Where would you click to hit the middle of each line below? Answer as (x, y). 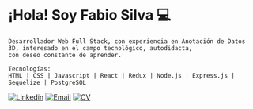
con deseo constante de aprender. (65, 55)
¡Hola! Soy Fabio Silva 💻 (90, 15)
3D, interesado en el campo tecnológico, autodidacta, (100, 48)
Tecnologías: (30, 69)
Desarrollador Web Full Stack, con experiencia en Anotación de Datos (127, 41)
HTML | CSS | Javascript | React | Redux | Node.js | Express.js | (122, 75)
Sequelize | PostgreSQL (47, 82)
